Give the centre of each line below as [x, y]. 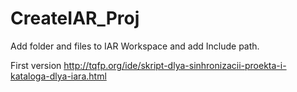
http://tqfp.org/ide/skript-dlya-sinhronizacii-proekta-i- [175, 65]
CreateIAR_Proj [75, 18]
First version [36, 65]
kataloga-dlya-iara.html [58, 76]
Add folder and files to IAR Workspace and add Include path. [135, 46]
